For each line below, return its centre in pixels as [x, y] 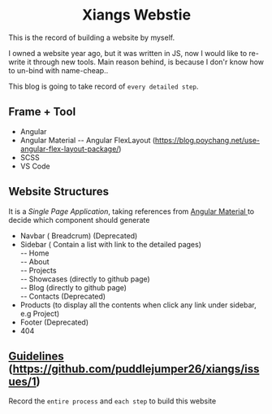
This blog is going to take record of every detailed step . [104, 86]
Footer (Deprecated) [54, 322]
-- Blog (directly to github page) [73, 287]
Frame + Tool [42, 112]
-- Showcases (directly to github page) [85, 279]
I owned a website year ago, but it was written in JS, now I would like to [128, 53]
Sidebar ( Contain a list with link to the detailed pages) [110, 244]
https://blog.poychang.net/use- [207, 140]
